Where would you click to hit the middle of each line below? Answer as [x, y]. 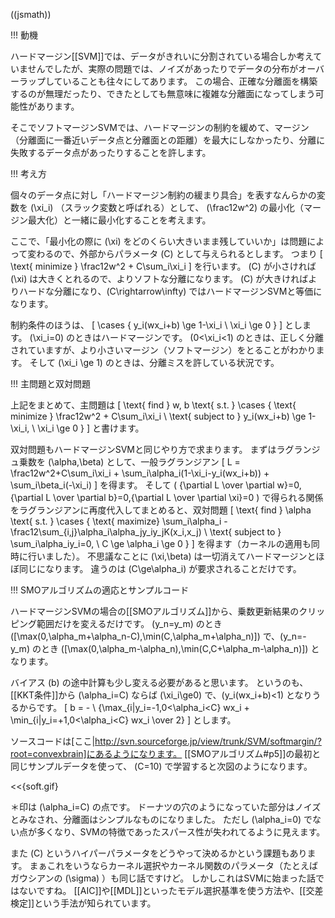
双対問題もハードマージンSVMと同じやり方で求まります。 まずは [143, 449]
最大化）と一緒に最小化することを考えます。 [119, 220]
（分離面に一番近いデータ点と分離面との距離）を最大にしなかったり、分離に [168, 140]
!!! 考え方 [29, 173]
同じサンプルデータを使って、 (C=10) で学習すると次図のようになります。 [161, 766]
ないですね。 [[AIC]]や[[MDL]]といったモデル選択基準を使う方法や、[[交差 [171, 890]
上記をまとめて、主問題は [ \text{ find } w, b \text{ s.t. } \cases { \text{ [153, 405]
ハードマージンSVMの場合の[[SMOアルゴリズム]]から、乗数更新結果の [155, 611]
